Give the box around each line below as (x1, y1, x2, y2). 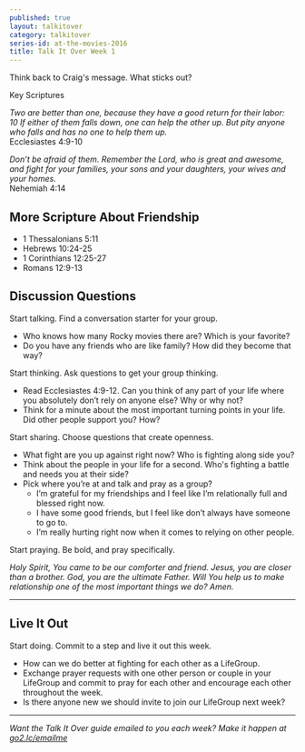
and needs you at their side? (22, 468, 129, 479)
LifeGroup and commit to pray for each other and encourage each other (22, 677, 292, 687)
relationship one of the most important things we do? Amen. (9, 581, 234, 592)
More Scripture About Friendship (9, 209, 200, 225)
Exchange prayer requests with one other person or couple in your (22, 667, 271, 678)
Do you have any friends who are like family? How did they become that (22, 340, 292, 351)
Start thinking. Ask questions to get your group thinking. (9, 367, 219, 378)
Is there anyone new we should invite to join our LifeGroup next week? (22, 697, 286, 707)
